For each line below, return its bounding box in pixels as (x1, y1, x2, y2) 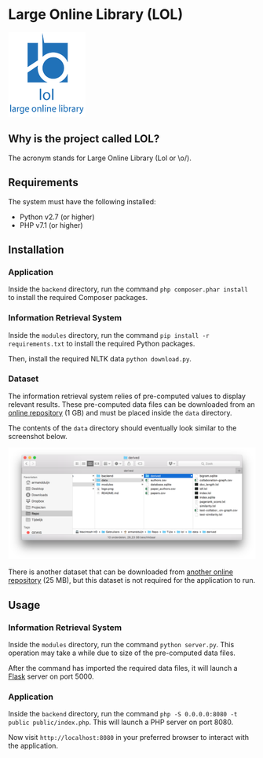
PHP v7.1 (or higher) (19, 220, 84, 229)
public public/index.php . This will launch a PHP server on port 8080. (8, 717, 234, 727)
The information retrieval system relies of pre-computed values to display (8, 391, 246, 401)
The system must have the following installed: (8, 196, 156, 206)
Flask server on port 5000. (8, 672, 94, 681)
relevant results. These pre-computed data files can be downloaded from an (8, 399, 255, 409)
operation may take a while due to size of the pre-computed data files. (8, 648, 236, 657)
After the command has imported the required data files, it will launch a (8, 663, 238, 672)
